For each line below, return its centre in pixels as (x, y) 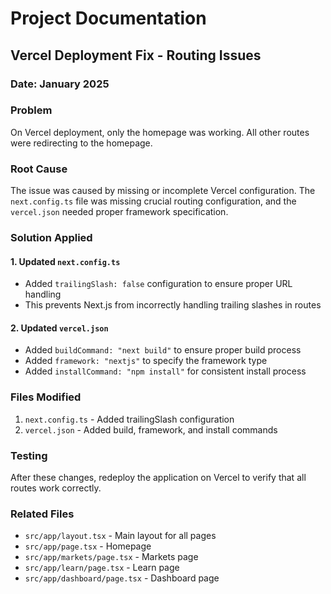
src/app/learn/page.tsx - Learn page (102, 568)
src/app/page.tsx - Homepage (88, 546)
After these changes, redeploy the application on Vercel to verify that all (158, 478)
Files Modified (46, 397)
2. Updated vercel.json (59, 328)
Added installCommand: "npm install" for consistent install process (165, 371)
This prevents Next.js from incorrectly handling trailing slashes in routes (173, 305)
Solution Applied (51, 238)
